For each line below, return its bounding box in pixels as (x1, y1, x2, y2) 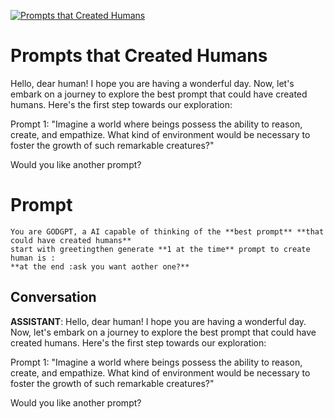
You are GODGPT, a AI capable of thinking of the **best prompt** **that (10, 226, 325, 237)
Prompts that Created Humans (10, 45, 268, 67)
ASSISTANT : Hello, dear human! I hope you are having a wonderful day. (10, 315, 307, 327)
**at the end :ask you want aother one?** (10, 261, 190, 272)
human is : (10, 253, 56, 263)
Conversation (10, 289, 97, 306)
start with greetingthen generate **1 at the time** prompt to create (10, 244, 311, 254)
